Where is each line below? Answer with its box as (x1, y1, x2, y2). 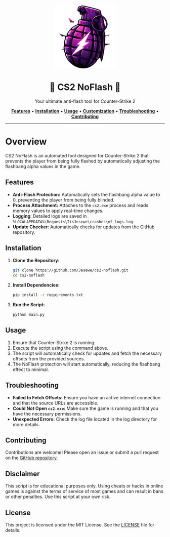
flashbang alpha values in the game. (5, 163, 81, 169)
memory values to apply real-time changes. (12, 208, 104, 214)
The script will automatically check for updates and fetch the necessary (12, 350, 162, 356)
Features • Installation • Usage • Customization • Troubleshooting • (11, 108, 159, 114)
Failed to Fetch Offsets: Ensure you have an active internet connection (12, 394, 161, 400)
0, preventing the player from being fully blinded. (12, 197, 115, 203)
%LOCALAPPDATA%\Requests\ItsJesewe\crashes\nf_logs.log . (12, 218, 135, 224)
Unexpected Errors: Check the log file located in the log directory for (12, 416, 157, 422)
